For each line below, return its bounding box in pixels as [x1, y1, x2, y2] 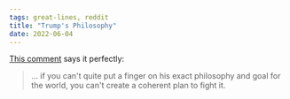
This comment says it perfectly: [9, 54, 125, 65]
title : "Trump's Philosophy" [9, 21, 117, 30]
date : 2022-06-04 [9, 29, 74, 38]
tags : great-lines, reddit [9, 12, 109, 22]
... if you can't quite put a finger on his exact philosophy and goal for [30, 71, 281, 81]
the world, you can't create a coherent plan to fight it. [30, 80, 226, 91]
